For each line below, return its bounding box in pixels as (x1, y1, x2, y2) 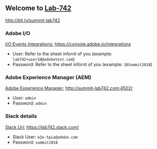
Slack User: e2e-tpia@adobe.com (12, 133, 78, 139)
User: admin (12, 95, 36, 101)
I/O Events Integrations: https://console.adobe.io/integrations (5, 41, 131, 47)
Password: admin (12, 100, 47, 106)
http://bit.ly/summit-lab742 (5, 17, 60, 23)
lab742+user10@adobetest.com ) (12, 56, 75, 62)
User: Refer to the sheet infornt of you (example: (12, 51, 112, 57)
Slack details (5, 112, 37, 119)
